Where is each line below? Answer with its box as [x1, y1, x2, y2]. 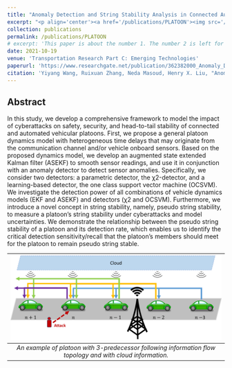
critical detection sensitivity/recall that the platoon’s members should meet [7, 232, 219, 240]
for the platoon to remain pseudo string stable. [7, 240, 139, 248]
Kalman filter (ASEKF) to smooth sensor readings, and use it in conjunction [7, 159, 220, 167]
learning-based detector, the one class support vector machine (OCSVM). [7, 181, 217, 189]
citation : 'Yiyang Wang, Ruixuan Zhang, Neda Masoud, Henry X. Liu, [7, 69, 209, 76]
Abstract [7, 96, 46, 108]
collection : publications [7, 26, 81, 33]
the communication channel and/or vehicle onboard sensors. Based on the [7, 144, 220, 152]
